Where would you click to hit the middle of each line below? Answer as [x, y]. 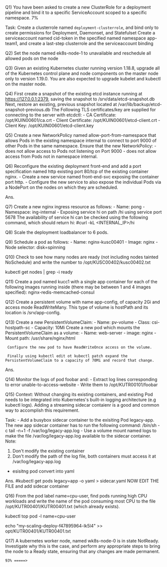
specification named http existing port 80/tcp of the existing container [77, 171]
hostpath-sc [18, 327]
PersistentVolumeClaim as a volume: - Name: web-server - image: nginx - [81, 333]
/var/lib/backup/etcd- [140, 104]
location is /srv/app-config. [33, 312]
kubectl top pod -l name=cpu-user [41, 516]
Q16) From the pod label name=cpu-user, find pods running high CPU [76, 496]
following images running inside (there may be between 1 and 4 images [78, 287]
